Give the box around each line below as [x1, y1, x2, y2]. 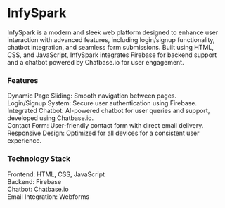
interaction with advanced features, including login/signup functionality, [7, 35, 215, 44]
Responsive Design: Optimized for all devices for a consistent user [7, 129, 200, 138]
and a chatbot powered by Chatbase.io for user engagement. [7, 58, 184, 66]
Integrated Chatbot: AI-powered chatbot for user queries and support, [7, 107, 210, 115]
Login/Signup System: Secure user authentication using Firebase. [7, 99, 198, 108]
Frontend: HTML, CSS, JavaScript [7, 170, 105, 178]
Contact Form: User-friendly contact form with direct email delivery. [7, 122, 204, 130]
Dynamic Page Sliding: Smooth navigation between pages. [7, 91, 177, 100]
